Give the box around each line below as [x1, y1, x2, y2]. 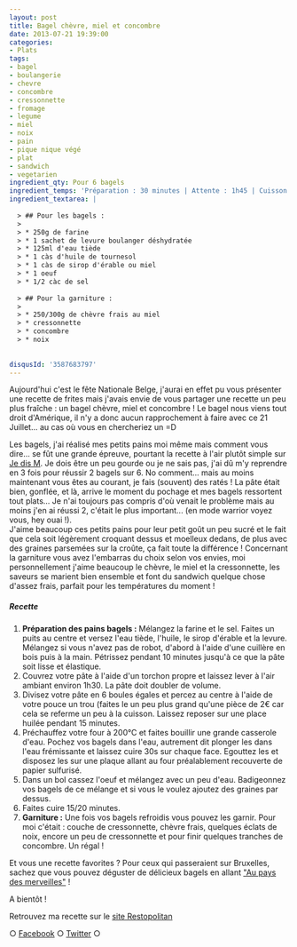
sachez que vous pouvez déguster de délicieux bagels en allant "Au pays [9, 867, 277, 878]
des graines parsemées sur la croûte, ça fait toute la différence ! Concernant [9, 543, 288, 553]
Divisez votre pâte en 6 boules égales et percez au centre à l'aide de [21, 689, 273, 700]
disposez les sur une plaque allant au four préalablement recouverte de [21, 756, 284, 767]
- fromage [9, 104, 46, 113]
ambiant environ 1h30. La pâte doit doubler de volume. [21, 680, 222, 691]
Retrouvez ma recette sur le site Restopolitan [9, 911, 173, 922]
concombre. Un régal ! [21, 840, 105, 851]
